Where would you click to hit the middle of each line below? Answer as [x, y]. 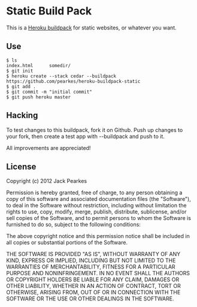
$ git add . [21, 86]
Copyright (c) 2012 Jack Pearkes [47, 181]
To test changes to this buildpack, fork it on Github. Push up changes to [95, 130]
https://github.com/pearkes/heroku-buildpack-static [73, 81]
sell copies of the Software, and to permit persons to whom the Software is [99, 218]
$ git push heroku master [38, 97]
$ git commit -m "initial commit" [49, 92]
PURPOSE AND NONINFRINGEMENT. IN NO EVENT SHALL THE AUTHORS [98, 273]
